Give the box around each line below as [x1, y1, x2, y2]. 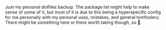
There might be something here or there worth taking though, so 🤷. [5, 19, 142, 25]
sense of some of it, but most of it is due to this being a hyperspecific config [5, 9, 161, 15]
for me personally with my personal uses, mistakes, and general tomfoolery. [5, 15, 160, 20]
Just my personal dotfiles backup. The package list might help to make [5, 4, 150, 10]
